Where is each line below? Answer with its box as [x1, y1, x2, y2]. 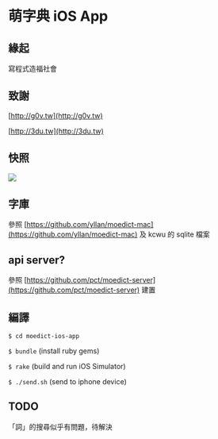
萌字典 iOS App [8, 7, 109, 25]
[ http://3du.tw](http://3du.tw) [8, 126, 105, 136]
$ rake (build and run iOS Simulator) [8, 362, 126, 372]
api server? [8, 253, 66, 267]
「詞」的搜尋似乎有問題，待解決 [8, 422, 113, 431]
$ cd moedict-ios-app [8, 333, 80, 341]
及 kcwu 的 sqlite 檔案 [139, 229, 210, 239]
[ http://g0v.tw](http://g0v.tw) [8, 110, 103, 120]
